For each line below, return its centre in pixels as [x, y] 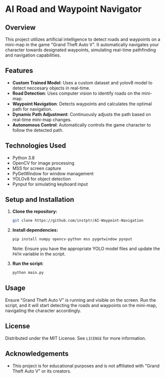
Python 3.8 [23, 158]
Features [19, 71]
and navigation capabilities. [33, 55]
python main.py [28, 273]
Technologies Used [35, 146]
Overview [21, 28]
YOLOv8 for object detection [41, 179]
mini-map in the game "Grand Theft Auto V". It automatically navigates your [82, 45]
